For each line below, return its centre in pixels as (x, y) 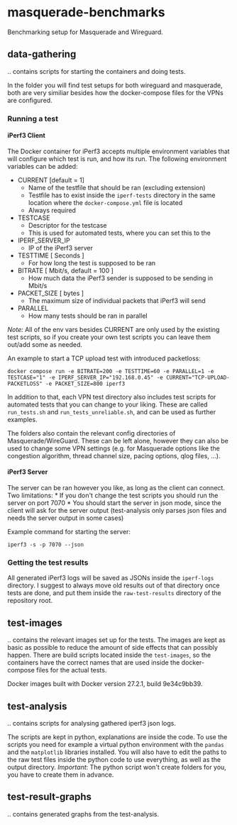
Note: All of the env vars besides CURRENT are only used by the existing (114, 329)
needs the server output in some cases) (66, 518)
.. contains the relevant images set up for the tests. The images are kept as (116, 640)
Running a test (33, 118)
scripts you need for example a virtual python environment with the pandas (116, 744)
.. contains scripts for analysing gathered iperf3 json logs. (92, 723)
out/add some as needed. (45, 344)
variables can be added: (43, 166)
